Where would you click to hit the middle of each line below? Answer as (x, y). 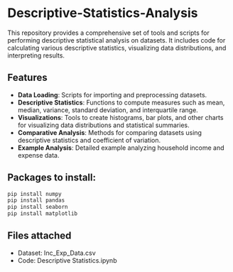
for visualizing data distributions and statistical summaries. (103, 125)
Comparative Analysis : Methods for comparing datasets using (110, 132)
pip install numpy (34, 194)
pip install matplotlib (43, 214)
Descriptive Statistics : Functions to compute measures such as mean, (121, 102)
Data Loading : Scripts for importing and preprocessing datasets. (112, 94)
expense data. (38, 155)
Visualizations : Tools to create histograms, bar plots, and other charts (120, 117)
